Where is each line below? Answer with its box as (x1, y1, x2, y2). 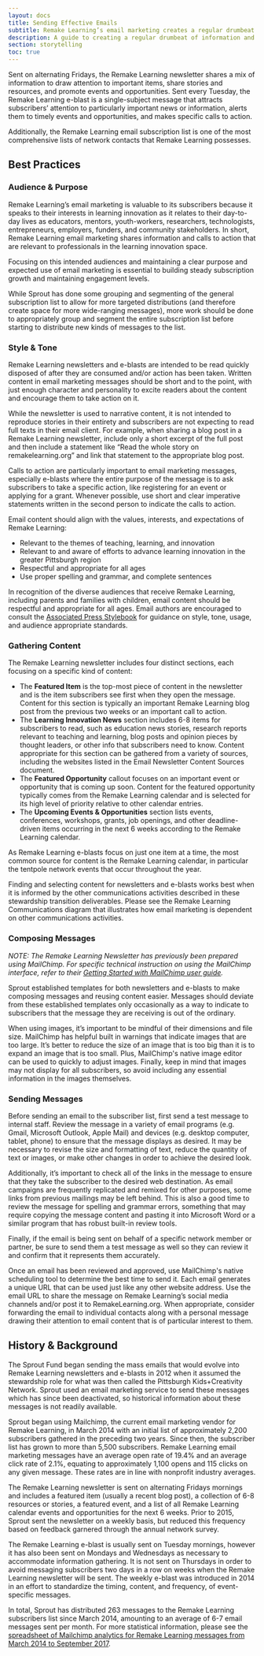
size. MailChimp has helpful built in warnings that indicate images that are (8, 1032, 247, 1041)
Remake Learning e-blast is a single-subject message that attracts (8, 95, 223, 104)
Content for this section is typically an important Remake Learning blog (19, 698, 250, 708)
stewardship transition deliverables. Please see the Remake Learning (8, 896, 231, 906)
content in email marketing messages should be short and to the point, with (8, 376, 252, 386)
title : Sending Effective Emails (8, 19, 118, 27)
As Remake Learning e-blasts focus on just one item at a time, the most (8, 848, 240, 858)
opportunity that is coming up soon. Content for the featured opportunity (19, 782, 255, 792)
